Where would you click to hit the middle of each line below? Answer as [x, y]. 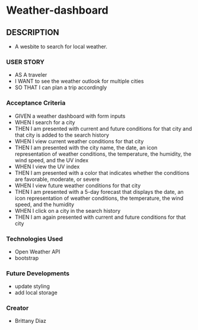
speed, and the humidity [44, 204]
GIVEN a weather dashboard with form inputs [70, 116]
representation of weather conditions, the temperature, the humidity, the [103, 154]
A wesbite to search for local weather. [61, 46]
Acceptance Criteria [36, 103]
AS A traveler [31, 75]
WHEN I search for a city [45, 122]
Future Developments [38, 273]
